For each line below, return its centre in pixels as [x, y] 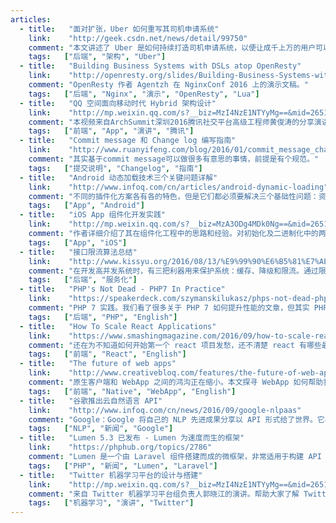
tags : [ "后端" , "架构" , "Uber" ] [97, 57]
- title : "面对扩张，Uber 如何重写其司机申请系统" [119, 29]
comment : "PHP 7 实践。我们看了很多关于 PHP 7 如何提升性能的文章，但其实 [169, 308]
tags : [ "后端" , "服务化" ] [83, 280]
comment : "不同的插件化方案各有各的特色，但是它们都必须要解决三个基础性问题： [173, 196]
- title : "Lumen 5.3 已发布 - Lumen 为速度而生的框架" [132, 438]
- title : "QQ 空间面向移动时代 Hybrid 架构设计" [118, 103]
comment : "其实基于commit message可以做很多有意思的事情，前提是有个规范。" [174, 159]
